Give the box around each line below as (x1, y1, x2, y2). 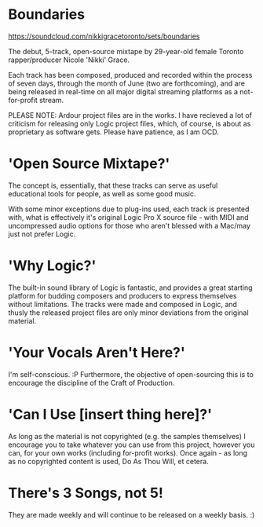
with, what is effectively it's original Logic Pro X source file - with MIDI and (8, 212, 249, 221)
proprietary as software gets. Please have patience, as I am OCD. (8, 127, 219, 137)
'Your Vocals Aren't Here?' (8, 344, 186, 361)
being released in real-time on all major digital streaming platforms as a (8, 86, 238, 96)
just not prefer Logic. (8, 229, 76, 239)
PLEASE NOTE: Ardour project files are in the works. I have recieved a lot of (8, 110, 253, 119)
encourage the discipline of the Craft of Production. (8, 378, 175, 387)
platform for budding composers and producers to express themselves (8, 291, 237, 300)
